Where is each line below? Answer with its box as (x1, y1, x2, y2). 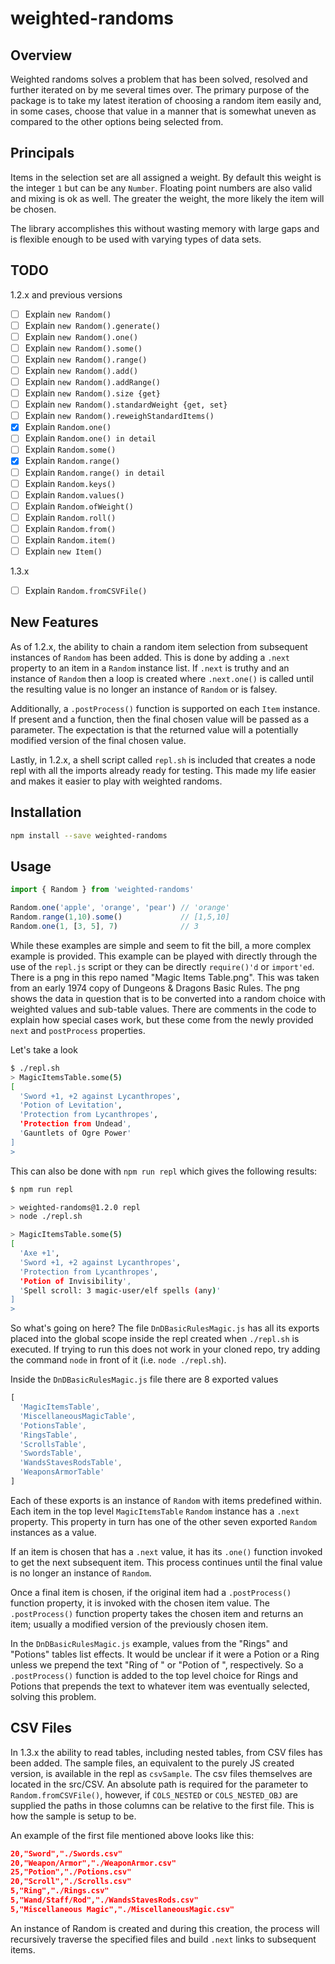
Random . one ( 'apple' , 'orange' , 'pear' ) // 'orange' (10, 903, 230, 913)
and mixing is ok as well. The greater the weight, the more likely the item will (10, 192, 325, 204)
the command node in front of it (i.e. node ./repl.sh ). (10, 1354, 227, 1366)
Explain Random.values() (24, 488, 125, 501)
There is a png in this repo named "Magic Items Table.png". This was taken (10, 971, 320, 983)
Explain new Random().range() (24, 353, 148, 365)
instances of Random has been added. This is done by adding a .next (10, 651, 290, 663)
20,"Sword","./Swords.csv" (10, 1848, 123, 1859)
